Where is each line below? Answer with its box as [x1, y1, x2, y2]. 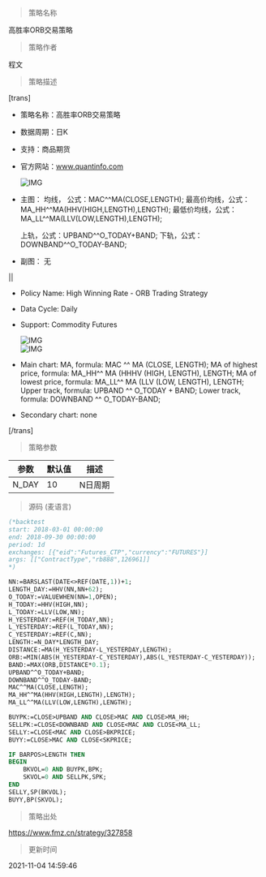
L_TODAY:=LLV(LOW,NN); [8, 608, 85, 616]
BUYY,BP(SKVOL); [8, 795, 63, 804]
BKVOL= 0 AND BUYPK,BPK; [23, 766, 104, 774]
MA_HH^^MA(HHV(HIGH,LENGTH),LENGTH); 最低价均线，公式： [19, 204, 238, 214]
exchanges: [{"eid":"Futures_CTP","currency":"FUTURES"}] [8, 548, 208, 557]
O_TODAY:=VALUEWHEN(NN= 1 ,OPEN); [8, 592, 118, 601]
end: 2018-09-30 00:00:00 [8, 533, 96, 541]
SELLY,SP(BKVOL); [8, 788, 67, 796]
